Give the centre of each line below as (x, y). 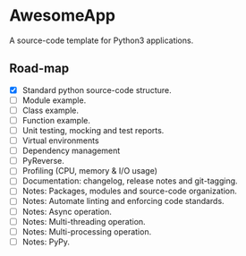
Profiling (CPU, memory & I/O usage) (90, 171)
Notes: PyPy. (46, 242)
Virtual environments (61, 141)
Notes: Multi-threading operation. (84, 221)
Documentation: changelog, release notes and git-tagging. (130, 181)
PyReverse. (43, 161)
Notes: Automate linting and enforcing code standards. (123, 201)
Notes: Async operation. (67, 211)
